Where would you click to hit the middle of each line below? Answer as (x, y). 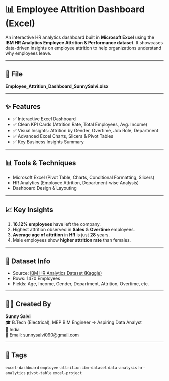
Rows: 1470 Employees (36, 278)
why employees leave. (28, 53)
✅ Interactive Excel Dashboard (44, 119)
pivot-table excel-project (55, 373)
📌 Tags (16, 355)
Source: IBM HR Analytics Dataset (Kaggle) (57, 273)
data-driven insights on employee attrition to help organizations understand (83, 48)
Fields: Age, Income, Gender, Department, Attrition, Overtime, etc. (81, 284)
